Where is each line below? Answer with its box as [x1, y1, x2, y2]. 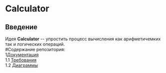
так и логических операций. [5, 41, 65, 47]
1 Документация [5, 52, 39, 58]
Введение [5, 23, 38, 31]
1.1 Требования [5, 57, 36, 63]
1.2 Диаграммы [5, 63, 38, 68]
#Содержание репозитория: [5, 47, 65, 52]
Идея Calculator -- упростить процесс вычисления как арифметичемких [5, 36, 161, 42]
